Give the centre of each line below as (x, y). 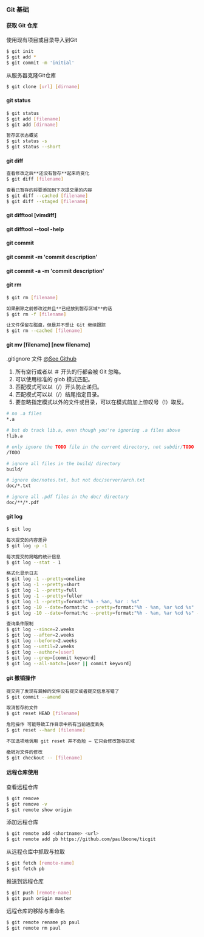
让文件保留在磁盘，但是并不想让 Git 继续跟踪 (56, 325)
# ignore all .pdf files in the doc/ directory (68, 497)
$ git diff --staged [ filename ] (47, 201)
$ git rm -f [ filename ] (36, 314)
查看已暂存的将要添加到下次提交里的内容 (49, 190)
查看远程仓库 (22, 787)
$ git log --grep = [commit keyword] (51, 658)
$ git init (20, 52)
